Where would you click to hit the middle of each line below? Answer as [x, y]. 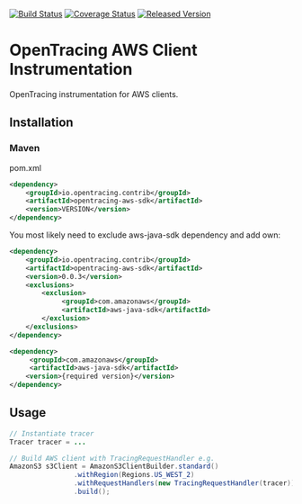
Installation [41, 123]
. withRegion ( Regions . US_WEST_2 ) [134, 475]
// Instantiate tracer [52, 433]
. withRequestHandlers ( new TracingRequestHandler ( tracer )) [184, 483]
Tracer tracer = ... [48, 442]
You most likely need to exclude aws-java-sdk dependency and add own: [145, 235]
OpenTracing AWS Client [103, 50]
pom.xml [26, 167]
